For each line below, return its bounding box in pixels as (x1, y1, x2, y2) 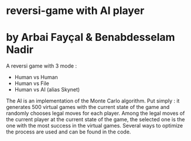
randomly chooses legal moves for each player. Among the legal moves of (6, 110, 185, 117)
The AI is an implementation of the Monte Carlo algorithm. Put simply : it (6, 97, 180, 104)
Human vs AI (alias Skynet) (14, 86, 80, 93)
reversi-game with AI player (6, 4, 145, 17)
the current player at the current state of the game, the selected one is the (6, 116, 185, 123)
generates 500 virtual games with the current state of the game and (6, 104, 170, 111)
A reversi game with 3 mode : (6, 62, 77, 69)
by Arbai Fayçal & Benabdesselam (6, 31, 175, 44)
